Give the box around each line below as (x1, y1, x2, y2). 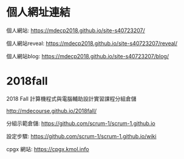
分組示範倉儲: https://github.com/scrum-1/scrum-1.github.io (6, 120, 156, 127)
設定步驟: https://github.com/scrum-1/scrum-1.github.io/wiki (6, 132, 157, 140)
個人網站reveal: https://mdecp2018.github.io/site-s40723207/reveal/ (6, 39, 178, 47)
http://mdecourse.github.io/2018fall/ (6, 107, 97, 114)
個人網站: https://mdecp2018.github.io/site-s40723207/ (6, 27, 146, 34)
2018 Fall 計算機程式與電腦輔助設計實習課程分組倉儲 (6, 95, 137, 102)
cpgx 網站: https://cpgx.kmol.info (6, 145, 89, 152)
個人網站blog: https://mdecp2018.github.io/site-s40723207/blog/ (6, 52, 169, 59)
